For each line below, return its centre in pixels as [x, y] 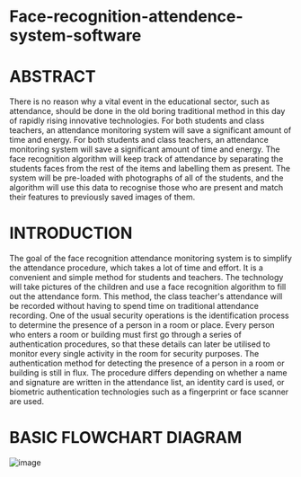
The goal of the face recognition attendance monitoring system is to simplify [150, 259]
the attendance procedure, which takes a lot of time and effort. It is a [136, 268]
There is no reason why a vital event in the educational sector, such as [140, 102]
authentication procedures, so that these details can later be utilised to [140, 344]
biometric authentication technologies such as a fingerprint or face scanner [149, 392]
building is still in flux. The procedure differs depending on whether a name [148, 373]
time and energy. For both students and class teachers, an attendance [139, 140]
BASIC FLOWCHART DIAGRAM [126, 438]
